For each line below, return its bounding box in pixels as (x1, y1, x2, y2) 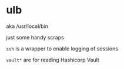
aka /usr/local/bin (6, 23, 49, 30)
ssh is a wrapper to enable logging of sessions (6, 45, 119, 52)
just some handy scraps (6, 34, 65, 41)
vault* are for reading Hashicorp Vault (6, 56, 100, 63)
